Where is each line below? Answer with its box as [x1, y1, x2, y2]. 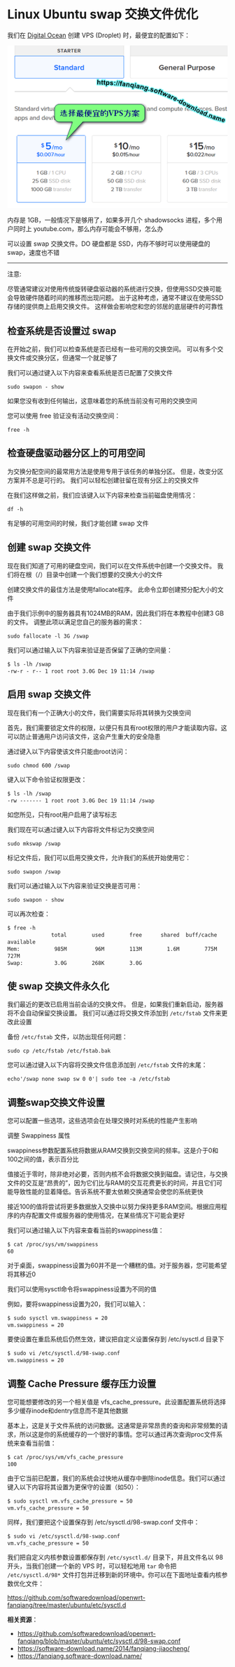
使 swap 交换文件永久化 [7, 980, 110, 992]
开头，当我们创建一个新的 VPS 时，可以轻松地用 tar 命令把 [7, 1562, 177, 1570]
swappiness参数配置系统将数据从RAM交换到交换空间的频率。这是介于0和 [7, 1146, 219, 1155]
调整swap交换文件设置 [7, 1096, 105, 1108]
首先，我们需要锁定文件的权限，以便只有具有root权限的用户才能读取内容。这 [7, 723, 227, 732]
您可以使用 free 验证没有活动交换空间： [7, 411, 121, 420]
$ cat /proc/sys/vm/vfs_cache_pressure [7, 1454, 124, 1461]
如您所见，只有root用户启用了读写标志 [7, 810, 117, 819]
